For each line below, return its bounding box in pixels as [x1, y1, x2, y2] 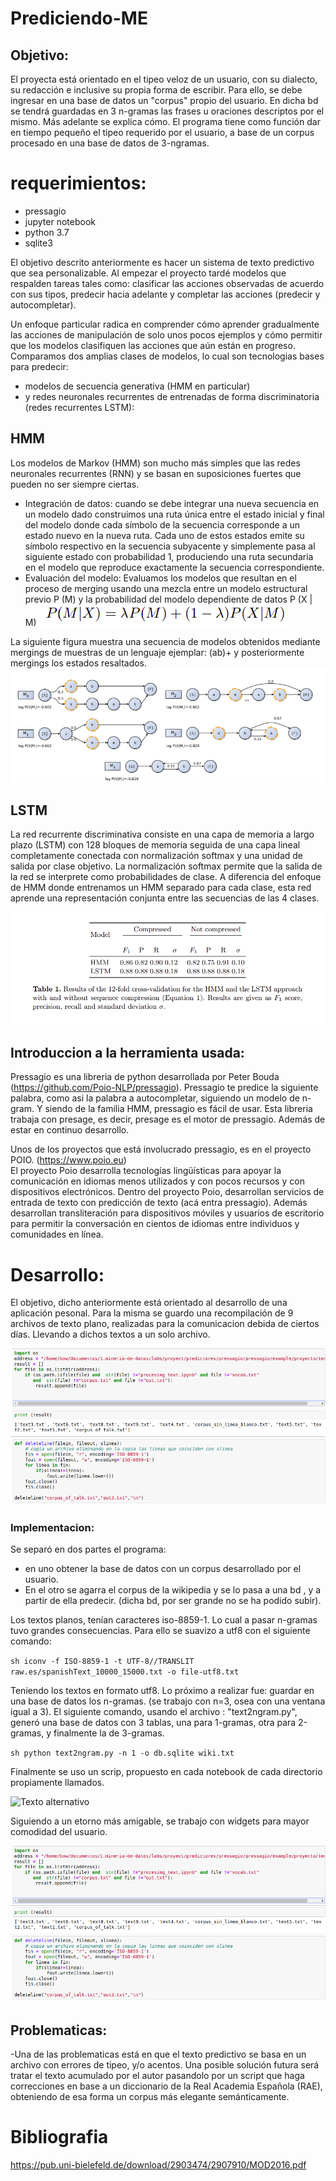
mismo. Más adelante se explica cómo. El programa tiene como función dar [10, 116, 321, 127]
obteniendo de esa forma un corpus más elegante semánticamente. [10, 2091, 290, 2103]
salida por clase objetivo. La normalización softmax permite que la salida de [10, 860, 323, 872]
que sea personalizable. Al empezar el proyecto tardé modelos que [10, 267, 287, 279]
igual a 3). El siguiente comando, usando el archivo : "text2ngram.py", [10, 1706, 298, 1717]
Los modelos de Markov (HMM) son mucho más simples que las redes [10, 457, 301, 469]
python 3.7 [24, 226, 70, 238]
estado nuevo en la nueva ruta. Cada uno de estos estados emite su [24, 529, 305, 541]
